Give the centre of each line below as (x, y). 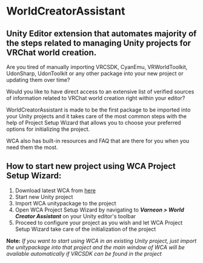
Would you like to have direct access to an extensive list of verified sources (100, 92)
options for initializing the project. (48, 129)
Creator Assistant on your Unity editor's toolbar (75, 216)
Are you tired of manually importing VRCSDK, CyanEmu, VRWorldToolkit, (97, 67)
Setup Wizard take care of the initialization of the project (85, 229)
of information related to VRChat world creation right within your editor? (96, 98)
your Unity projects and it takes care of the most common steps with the (96, 116)
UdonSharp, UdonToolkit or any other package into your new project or (95, 73)
